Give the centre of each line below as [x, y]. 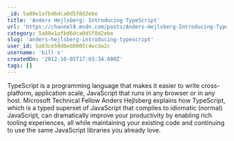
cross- [211, 85]
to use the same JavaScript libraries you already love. [84, 130]
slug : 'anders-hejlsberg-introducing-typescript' [81, 40]
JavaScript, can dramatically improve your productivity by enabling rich [110, 115]
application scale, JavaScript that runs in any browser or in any [125, 93]
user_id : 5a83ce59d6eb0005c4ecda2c [59, 46]
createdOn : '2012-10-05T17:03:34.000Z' [65, 59]
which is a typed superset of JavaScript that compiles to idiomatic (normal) [115, 107]
